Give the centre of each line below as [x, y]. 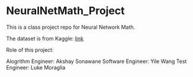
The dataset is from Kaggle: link [45, 38]
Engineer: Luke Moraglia [36, 67]
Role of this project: [30, 50]
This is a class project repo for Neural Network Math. [71, 27]
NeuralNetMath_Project [66, 11]
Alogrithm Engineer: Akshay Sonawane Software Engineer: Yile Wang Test [96, 61]
